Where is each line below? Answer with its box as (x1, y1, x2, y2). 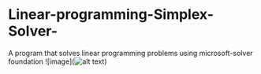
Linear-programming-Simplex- (8, 6, 214, 24)
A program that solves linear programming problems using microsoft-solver (8, 48, 254, 57)
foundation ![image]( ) (8, 57, 108, 66)
